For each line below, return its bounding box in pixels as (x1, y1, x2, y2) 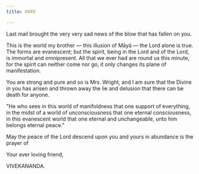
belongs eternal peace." (6, 121, 65, 128)
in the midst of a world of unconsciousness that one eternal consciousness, (6, 109, 192, 116)
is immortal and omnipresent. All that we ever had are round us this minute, (6, 54, 190, 61)
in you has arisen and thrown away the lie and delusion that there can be (6, 84, 184, 92)
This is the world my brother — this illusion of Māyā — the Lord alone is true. (6, 42, 194, 49)
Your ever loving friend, (6, 151, 64, 158)
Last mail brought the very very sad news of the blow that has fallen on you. (6, 30, 192, 37)
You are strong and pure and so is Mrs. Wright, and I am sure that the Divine (6, 78, 192, 86)
